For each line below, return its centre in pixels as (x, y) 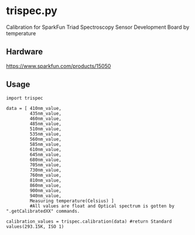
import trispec (25, 98)
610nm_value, (46, 149)
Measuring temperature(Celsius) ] (72, 201)
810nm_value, (46, 180)
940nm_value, (46, 196)
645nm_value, (46, 155)
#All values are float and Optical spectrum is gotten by (102, 206)
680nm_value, (46, 160)
